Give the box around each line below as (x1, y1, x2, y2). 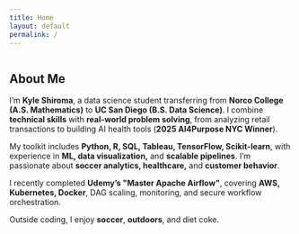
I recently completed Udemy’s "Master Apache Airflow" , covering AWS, (9, 177, 280, 189)
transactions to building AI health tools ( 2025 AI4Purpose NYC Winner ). (9, 123, 278, 135)
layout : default (9, 22, 70, 31)
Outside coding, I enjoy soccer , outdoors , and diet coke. (9, 214, 220, 225)
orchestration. (9, 197, 61, 208)
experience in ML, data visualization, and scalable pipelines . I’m (9, 150, 251, 162)
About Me (9, 71, 66, 86)
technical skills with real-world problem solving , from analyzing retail (9, 114, 271, 125)
